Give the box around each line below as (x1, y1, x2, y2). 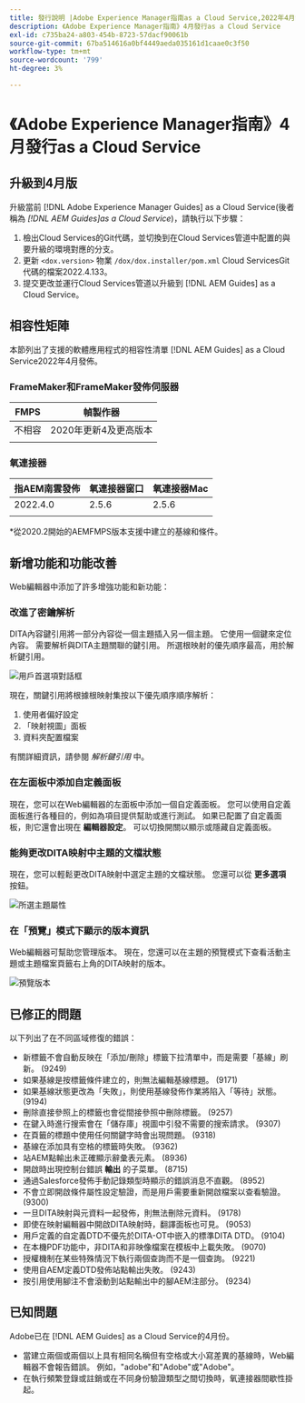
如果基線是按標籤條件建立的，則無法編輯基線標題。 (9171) (22, 1075, 238, 1086)
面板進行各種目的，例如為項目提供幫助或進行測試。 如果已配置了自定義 (9, 810, 274, 821)
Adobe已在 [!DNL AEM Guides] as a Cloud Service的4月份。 (9, 1330, 234, 1341)
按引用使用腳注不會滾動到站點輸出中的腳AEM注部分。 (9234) (22, 1276, 251, 1287)
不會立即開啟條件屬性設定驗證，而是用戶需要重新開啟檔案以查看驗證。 (22, 1187, 286, 1198)
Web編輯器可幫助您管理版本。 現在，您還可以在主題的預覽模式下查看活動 (9, 947, 283, 957)
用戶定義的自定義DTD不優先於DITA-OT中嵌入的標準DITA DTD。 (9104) (22, 1230, 286, 1241)
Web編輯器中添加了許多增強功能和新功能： (9, 581, 170, 592)
